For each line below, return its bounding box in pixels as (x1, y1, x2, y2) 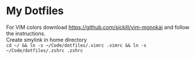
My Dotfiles (6, 4, 64, 18)
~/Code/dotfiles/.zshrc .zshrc (6, 47, 83, 54)
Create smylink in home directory (6, 36, 87, 43)
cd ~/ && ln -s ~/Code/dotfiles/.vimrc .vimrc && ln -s (6, 42, 147, 48)
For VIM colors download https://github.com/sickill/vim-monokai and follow (6, 24, 190, 31)
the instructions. (6, 29, 46, 37)
